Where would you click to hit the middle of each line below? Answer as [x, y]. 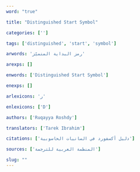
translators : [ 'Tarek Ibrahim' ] [45, 128]
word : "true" [22, 11]
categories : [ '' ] [27, 33]
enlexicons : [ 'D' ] [28, 107]
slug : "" [17, 160]
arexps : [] [19, 65]
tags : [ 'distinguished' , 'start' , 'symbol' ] [61, 43]
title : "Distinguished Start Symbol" [52, 22]
